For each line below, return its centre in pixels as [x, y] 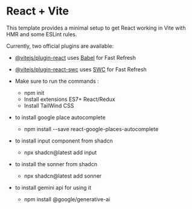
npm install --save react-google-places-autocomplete [91, 129]
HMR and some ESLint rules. [42, 34]
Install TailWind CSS [49, 105]
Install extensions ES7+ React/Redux [70, 99]
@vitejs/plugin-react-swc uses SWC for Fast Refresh [81, 69]
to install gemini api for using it [53, 187]
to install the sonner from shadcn [56, 164]
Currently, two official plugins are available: [60, 46]
